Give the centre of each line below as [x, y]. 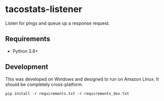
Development [27, 67]
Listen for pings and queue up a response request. [58, 23]
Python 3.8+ [25, 51]
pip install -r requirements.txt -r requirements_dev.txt [67, 93]
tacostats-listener [44, 9]
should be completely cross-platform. [44, 84]
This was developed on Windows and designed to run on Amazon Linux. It [82, 79]
